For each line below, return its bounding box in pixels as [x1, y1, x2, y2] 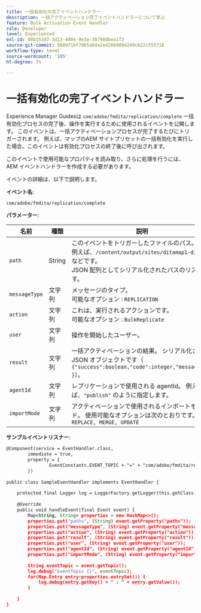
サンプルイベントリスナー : [6, 434, 71, 441]
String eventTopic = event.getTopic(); [28, 563, 127, 569]
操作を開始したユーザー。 [71, 331, 144, 339]
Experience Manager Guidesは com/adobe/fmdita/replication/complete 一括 [6, 113, 194, 120]
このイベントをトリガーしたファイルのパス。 [71, 239, 197, 247]
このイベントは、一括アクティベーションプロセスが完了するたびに [17, 128, 179, 135]
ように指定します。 [118, 391, 172, 399]
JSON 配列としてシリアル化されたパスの [71, 266, 185, 274]
